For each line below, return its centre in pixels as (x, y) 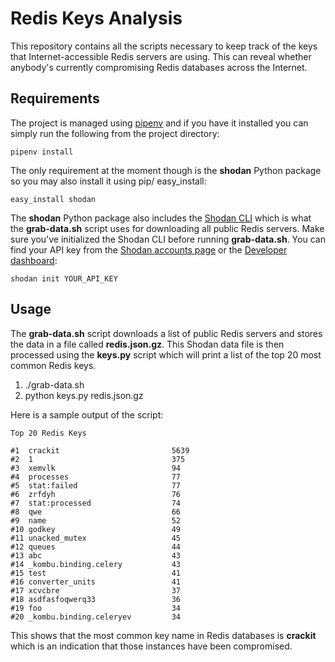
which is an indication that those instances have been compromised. (151, 646)
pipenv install (42, 152)
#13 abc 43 (96, 555)
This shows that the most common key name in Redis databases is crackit (163, 635)
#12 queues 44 (96, 547)
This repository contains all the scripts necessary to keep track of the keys (164, 46)
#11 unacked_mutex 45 (96, 538)
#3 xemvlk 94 (96, 468)
